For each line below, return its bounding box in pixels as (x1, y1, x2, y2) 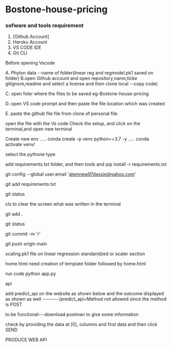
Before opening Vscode (5, 60, 55, 66)
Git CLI (12, 50, 28, 56)
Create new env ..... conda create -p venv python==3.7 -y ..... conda (5, 136, 149, 142)
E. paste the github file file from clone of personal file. (5, 110, 119, 117)
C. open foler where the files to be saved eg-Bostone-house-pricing (5, 91, 149, 97)
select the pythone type (5, 151, 56, 158)
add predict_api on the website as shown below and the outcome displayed (5, 291, 164, 297)
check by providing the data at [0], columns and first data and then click (5, 321, 158, 327)
